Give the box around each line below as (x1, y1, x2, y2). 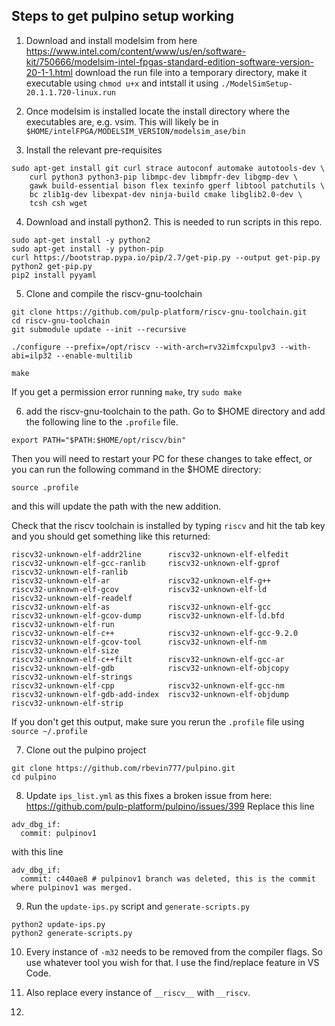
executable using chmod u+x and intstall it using (25, 77, 219, 89)
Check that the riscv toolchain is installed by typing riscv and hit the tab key (11, 519, 326, 531)
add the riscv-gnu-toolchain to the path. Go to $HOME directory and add (25, 405, 326, 417)
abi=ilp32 (11, 350, 53, 361)
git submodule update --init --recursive (11, 324, 187, 334)
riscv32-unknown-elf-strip (11, 698, 124, 708)
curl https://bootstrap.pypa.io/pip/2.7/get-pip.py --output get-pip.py (11, 252, 321, 263)
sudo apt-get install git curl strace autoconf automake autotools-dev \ (11, 163, 326, 173)
